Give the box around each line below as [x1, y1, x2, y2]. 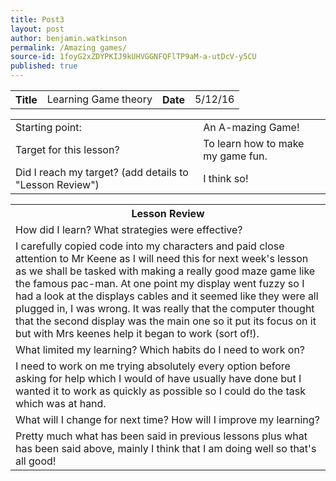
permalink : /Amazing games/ [10, 42, 128, 53]
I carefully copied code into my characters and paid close [15, 239, 285, 253]
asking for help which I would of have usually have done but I [15, 372, 302, 385]
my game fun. [203, 149, 268, 163]
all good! [15, 454, 57, 468]
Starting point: [15, 121, 82, 134]
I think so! [203, 172, 249, 185]
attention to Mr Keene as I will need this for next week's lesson [15, 252, 309, 265]
